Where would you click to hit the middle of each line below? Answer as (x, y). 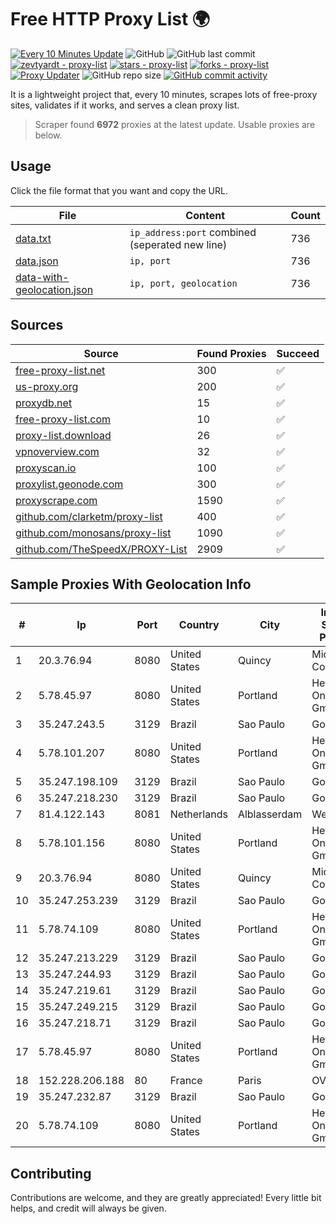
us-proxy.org (47, 386)
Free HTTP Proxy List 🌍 (110, 19)
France (186, 1081)
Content (205, 215)
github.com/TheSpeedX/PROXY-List (101, 549)
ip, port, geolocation (183, 283)
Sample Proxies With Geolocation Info (131, 584)
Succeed (298, 353)
